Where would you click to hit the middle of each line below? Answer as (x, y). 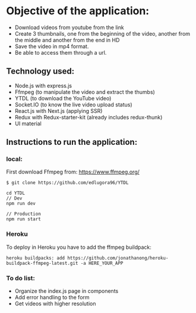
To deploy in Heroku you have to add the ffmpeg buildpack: (79, 247)
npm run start (24, 219)
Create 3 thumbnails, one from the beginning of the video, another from (102, 33)
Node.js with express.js (43, 86)
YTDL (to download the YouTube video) (63, 98)
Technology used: (40, 72)
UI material (28, 124)
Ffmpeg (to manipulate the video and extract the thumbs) (85, 92)
